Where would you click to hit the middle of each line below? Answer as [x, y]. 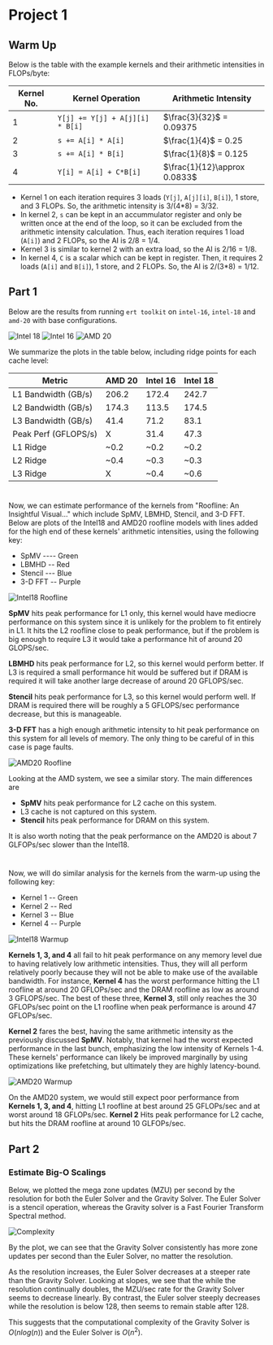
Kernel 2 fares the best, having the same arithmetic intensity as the [121, 1032]
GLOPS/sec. [29, 648]
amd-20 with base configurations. [63, 320]
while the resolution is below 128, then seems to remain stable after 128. [129, 1306]
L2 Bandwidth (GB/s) [53, 407]
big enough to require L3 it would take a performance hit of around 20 [126, 639]
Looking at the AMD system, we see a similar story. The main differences [131, 778]
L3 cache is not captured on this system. [88, 812]
